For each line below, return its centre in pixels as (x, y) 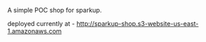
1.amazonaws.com (35, 31)
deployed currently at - (41, 23)
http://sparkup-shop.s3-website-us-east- (137, 23)
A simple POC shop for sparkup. (55, 10)
